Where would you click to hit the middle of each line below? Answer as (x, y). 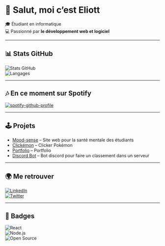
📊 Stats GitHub (29, 54)
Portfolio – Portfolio (32, 150)
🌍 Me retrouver (29, 176)
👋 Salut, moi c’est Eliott (53, 10)
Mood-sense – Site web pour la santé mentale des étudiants (73, 140)
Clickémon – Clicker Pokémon (42, 145)
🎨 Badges (20, 216)
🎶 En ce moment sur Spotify (48, 94)
